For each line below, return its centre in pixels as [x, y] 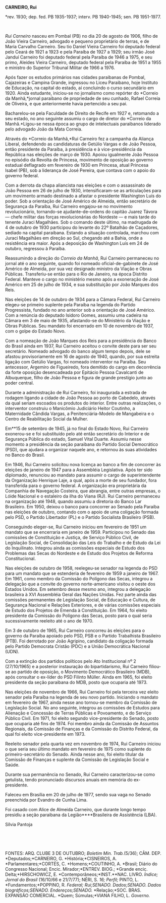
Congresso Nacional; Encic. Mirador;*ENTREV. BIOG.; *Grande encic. [76, 869]
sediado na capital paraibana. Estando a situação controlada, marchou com [82, 233]
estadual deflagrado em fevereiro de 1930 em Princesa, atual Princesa [77, 165]
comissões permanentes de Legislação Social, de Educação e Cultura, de [80, 600]
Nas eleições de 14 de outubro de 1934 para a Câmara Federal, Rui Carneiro [83, 299]
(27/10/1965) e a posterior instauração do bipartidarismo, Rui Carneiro [77, 666]
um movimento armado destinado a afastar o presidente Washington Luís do [83, 196]
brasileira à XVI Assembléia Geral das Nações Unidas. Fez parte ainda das [81, 594]
